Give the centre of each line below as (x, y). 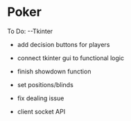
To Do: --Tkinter (30, 31)
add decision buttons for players (63, 44)
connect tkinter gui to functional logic (71, 58)
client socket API (41, 111)
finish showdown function (54, 71)
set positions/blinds (45, 84)
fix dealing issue (41, 98)
